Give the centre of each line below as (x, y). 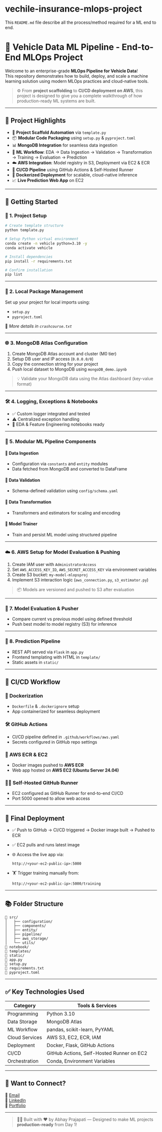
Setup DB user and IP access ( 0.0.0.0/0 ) (53, 359)
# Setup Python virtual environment (42, 239)
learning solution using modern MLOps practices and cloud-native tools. (77, 81)
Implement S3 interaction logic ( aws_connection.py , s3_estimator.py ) (80, 580)
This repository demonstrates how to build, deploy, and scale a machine (77, 76)
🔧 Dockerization (24, 696)
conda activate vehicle (29, 248)
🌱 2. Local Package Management (44, 291)
